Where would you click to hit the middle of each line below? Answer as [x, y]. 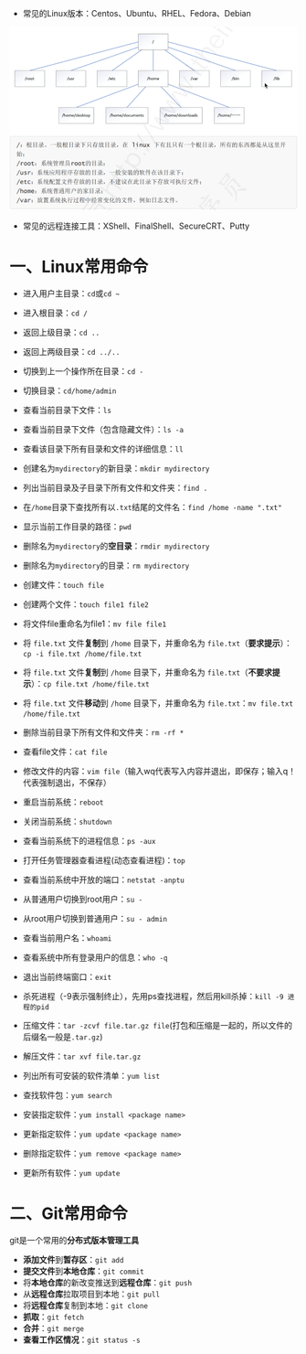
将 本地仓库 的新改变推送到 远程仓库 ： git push [107, 1283]
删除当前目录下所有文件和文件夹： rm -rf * [103, 732]
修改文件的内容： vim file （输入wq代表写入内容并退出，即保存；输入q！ [159, 772]
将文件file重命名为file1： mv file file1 [95, 624]
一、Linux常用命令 [79, 267]
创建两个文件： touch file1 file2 [85, 604]
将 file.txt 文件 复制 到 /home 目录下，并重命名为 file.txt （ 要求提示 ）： [157, 644]
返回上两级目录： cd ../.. [71, 352]
